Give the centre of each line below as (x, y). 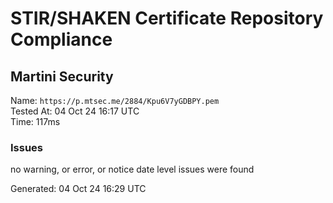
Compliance (61, 39)
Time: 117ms (35, 121)
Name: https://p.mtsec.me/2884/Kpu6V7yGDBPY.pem (115, 100)
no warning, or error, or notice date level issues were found (132, 169)
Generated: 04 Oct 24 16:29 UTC (78, 189)
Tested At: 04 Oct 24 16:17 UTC (75, 111)
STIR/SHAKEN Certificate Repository (167, 18)
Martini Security (62, 76)
